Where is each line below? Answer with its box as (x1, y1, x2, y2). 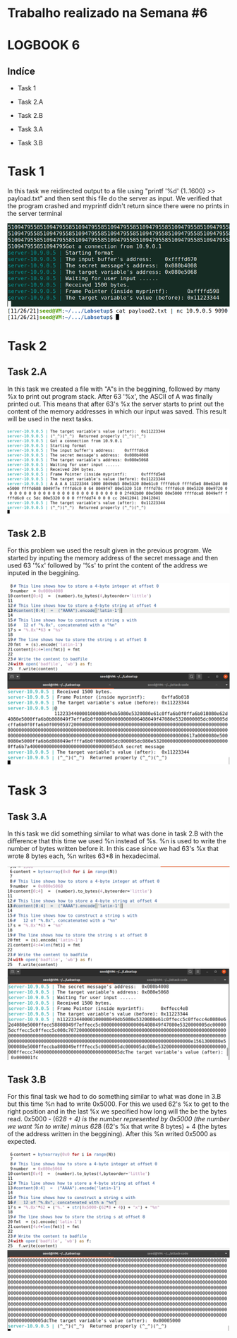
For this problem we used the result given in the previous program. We (7, 546, 212, 555)
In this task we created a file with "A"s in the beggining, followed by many (7, 385, 221, 393)
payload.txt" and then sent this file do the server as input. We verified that (7, 194, 222, 203)
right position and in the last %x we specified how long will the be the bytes (7, 1107, 227, 1116)
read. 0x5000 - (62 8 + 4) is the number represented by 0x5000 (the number (7, 1115, 230, 1123)
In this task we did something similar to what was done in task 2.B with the (7, 829, 224, 838)
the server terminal (7, 210, 63, 218)
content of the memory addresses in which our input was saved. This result (7, 407, 227, 416)
